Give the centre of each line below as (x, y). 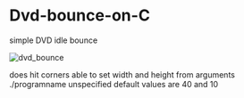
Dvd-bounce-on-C (80, 16)
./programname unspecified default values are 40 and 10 (114, 84)
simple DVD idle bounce (54, 40)
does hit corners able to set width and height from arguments (122, 74)
